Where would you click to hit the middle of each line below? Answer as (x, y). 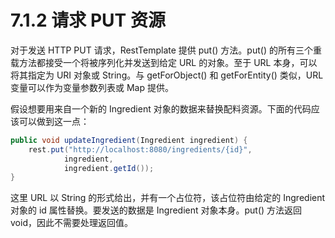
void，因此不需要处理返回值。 (71, 223)
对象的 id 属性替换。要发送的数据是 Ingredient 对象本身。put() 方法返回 (156, 210)
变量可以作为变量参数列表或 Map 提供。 (92, 87)
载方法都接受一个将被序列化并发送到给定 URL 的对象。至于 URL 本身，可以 (164, 62)
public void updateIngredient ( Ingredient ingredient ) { (129, 140)
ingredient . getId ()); (109, 168)
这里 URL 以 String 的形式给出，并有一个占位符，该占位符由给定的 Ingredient (168, 198)
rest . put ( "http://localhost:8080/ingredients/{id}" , (140, 149)
